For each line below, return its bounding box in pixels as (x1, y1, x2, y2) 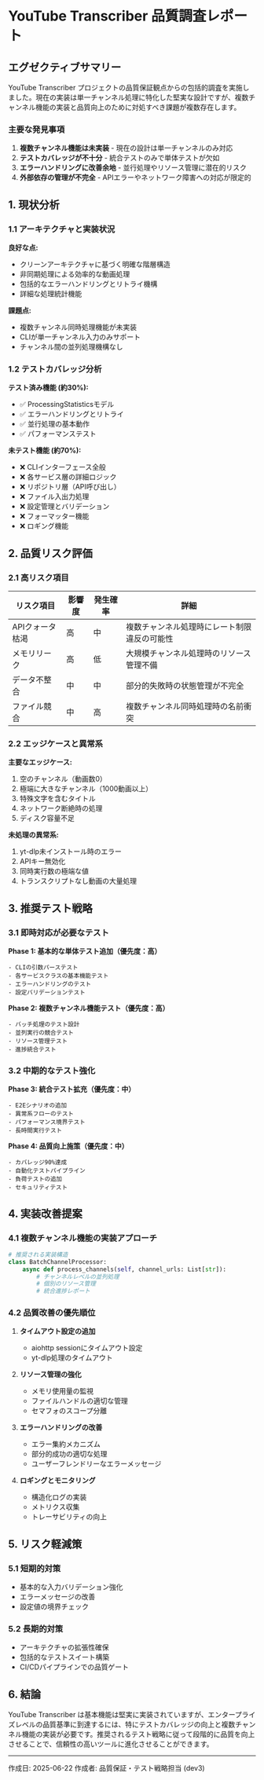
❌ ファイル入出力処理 (19, 492, 90, 501)
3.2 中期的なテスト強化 (8, 1065, 96, 1076)
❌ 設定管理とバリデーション (19, 502, 110, 511)
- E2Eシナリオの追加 (8, 1101, 68, 1110)
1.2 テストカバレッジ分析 (8, 363, 102, 374)
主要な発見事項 (8, 123, 65, 134)
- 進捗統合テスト (8, 1046, 57, 1053)
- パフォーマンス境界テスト (8, 1119, 86, 1126)
